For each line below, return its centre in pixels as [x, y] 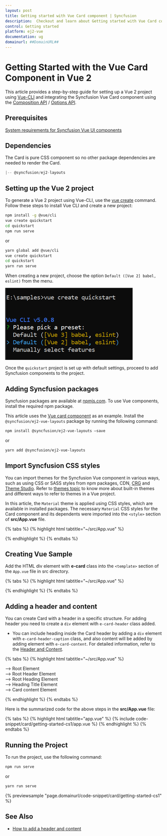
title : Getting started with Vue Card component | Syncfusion [71, 16]
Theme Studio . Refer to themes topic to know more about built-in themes [80, 488]
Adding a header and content [51, 606]
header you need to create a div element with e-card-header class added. [81, 624]
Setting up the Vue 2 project [49, 188]
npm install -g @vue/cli [31, 215]
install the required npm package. [40, 406]
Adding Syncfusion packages [52, 389]
